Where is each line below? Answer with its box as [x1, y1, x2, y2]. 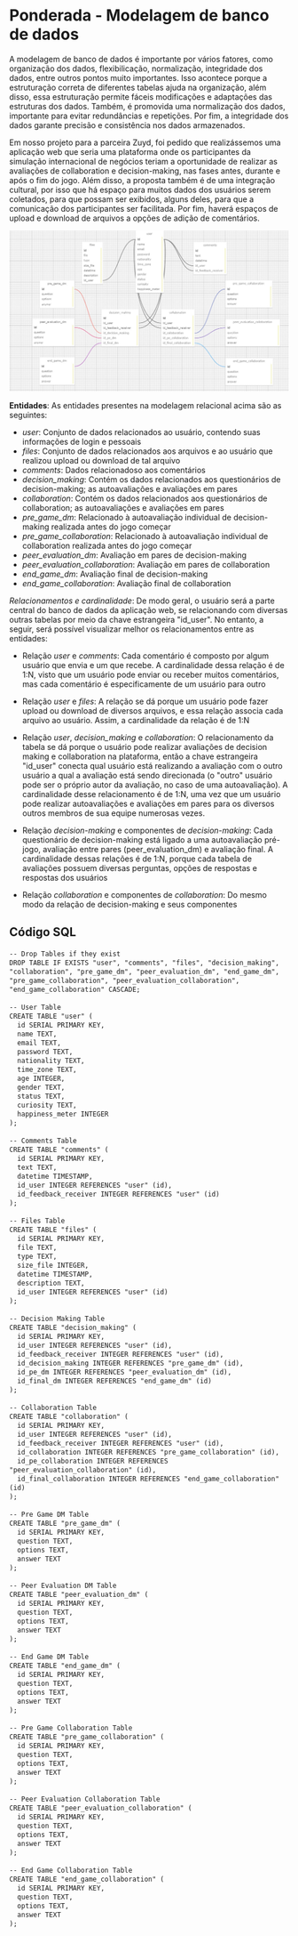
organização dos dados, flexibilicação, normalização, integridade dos [9, 63, 263, 74]
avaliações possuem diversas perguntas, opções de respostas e [21, 862, 257, 873]
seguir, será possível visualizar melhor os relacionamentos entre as [9, 624, 255, 634]
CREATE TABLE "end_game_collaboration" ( [9, 1875, 165, 1884]
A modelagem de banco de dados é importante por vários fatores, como [9, 53, 273, 64]
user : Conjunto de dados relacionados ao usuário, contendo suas [21, 426, 261, 437]
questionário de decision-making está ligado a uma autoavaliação [21, 834, 263, 845]
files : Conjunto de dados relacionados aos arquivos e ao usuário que [21, 446, 273, 456]
